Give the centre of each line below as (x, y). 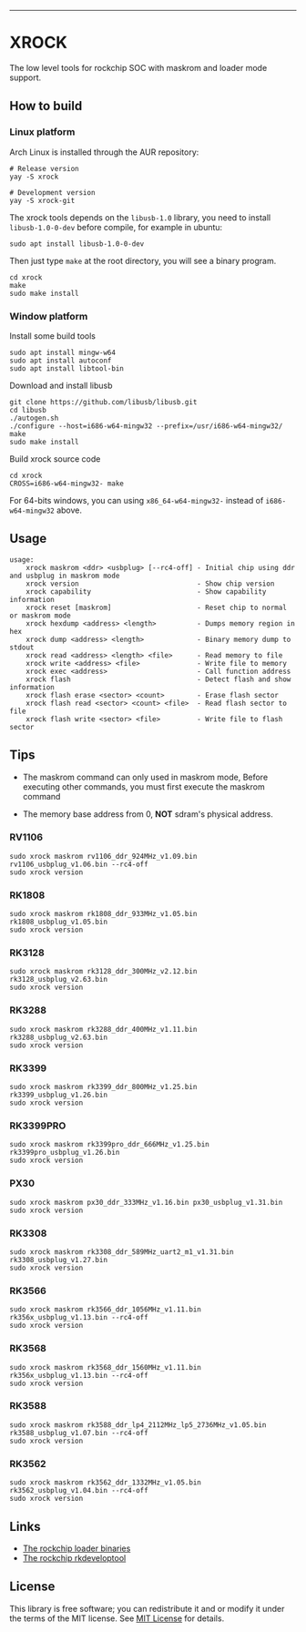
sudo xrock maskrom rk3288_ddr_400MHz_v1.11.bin (103, 1029)
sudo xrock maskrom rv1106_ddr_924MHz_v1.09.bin (103, 856)
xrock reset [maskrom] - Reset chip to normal (156, 607)
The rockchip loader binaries (76, 1548)
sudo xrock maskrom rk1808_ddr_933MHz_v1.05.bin (103, 914)
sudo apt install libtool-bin (67, 368)
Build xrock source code (55, 459)
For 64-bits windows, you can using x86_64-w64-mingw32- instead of (137, 500)
